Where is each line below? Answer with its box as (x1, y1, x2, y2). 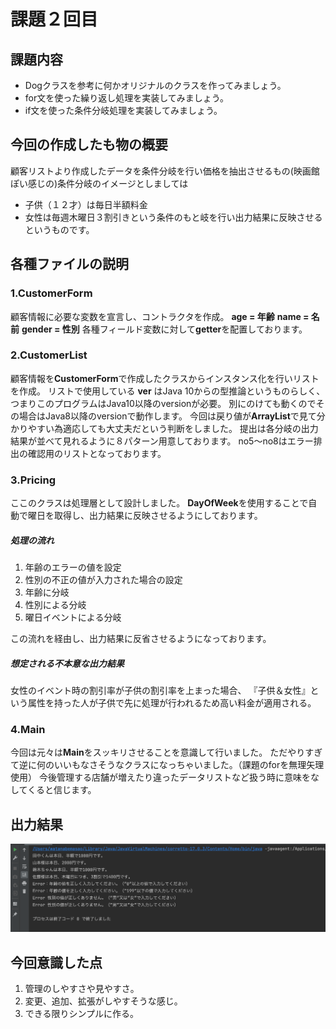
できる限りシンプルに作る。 (24, 1008, 140, 1020)
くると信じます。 (27, 784, 97, 796)
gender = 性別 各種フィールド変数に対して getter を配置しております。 (21, 323, 308, 335)
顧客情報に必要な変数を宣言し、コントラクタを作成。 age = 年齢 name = (10, 310, 310, 322)
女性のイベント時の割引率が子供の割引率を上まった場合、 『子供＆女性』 (10, 685, 311, 697)
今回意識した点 (10, 954, 103, 971)
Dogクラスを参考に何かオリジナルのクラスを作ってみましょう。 (24, 80, 287, 91)
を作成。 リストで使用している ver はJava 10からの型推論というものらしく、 (10, 385, 326, 397)
